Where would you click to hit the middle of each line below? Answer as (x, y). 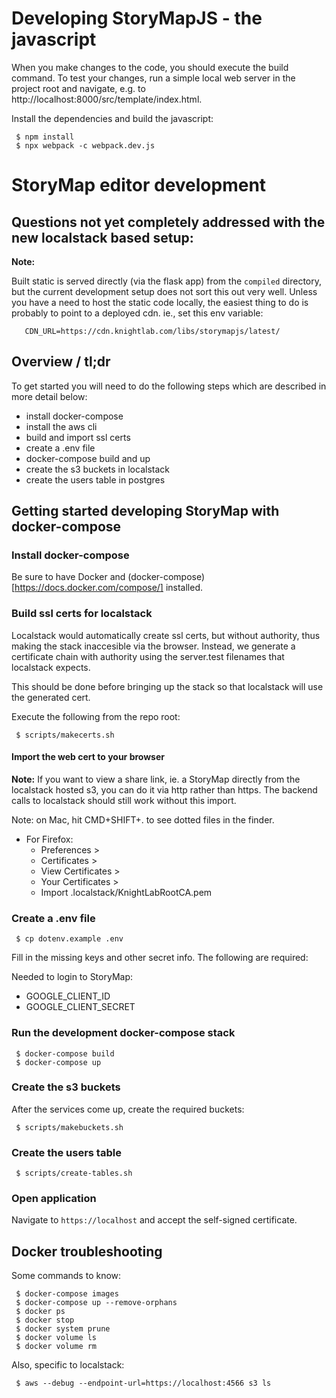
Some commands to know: (66, 1276)
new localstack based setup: (102, 237)
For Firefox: (49, 839)
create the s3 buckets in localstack (97, 469)
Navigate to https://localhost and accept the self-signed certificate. (154, 1220)
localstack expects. (51, 667)
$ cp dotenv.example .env (69, 939)
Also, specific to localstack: (68, 1365)
